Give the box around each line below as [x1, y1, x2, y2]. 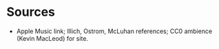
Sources [6, 4, 56, 20]
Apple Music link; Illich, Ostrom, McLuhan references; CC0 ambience [16, 27, 213, 35]
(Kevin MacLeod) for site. [16, 34, 89, 42]
